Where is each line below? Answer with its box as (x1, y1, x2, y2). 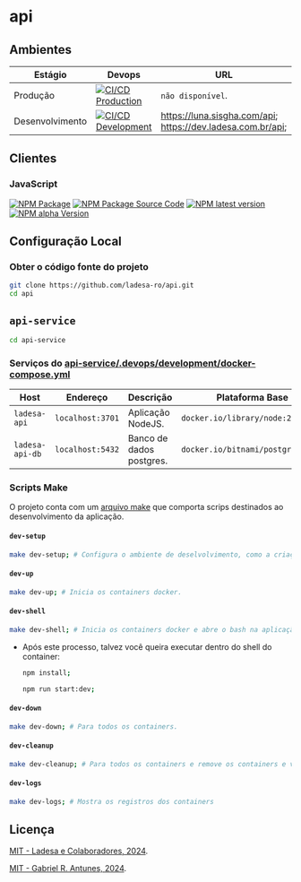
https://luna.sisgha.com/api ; (160, 109, 279, 122)
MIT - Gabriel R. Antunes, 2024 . (9, 863, 127, 874)
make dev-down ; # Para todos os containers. (9, 722, 178, 731)
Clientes (9, 151, 57, 167)
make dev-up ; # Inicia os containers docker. (9, 587, 182, 597)
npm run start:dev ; (21, 684, 96, 694)
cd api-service (9, 335, 66, 344)
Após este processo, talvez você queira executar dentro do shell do (21, 641, 272, 652)
